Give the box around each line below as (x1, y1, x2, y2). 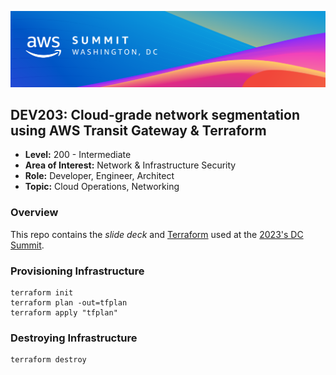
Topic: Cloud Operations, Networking (24, 181, 180, 193)
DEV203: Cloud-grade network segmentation (10, 106, 300, 123)
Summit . (10, 239, 45, 251)
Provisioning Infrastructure (10, 264, 145, 278)
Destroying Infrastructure (10, 331, 138, 345)
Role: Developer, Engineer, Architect (24, 170, 175, 182)
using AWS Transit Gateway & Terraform (10, 122, 267, 139)
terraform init (10, 287, 74, 298)
